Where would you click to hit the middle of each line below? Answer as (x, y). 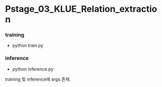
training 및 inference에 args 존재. (38, 79)
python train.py (28, 46)
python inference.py (33, 69)
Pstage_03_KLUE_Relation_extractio (81, 9)
